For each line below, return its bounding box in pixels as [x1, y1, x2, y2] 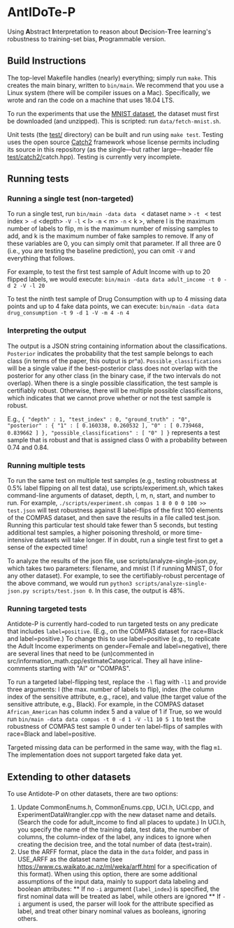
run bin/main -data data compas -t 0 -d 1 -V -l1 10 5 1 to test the [7, 715, 206, 723]
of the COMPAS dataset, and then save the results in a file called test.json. [7, 514, 221, 522]
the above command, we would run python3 [7, 579, 133, 588]
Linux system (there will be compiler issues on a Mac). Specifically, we [7, 88, 211, 96]
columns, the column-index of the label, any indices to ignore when [17, 833, 212, 841]
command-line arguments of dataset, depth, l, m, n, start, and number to [7, 491, 216, 500]
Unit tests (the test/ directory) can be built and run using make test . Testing [7, 130, 224, 138]
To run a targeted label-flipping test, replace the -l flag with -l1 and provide [7, 678, 227, 686]
